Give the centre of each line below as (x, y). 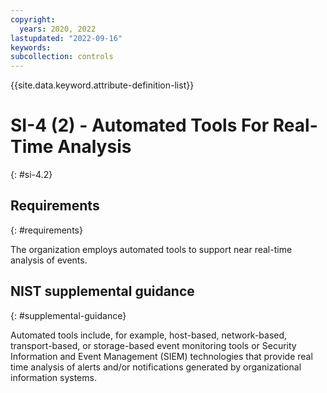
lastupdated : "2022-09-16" (66, 38)
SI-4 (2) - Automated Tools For (140, 125)
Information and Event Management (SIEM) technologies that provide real (161, 356)
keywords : (31, 47)
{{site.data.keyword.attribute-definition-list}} (102, 85)
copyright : (33, 19)
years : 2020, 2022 (58, 29)
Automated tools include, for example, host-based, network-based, (149, 335)
